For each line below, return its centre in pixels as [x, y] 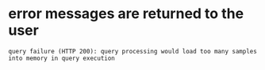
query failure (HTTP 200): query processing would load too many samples [133, 51]
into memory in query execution [61, 58]
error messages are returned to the [126, 14]
